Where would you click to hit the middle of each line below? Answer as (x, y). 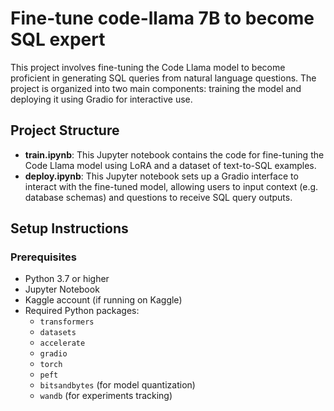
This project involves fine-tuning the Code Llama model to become (148, 67)
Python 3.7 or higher (67, 279)
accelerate (62, 343)
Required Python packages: (82, 311)
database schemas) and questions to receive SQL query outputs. (158, 197)
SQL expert (58, 39)
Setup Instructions (69, 228)
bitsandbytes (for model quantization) (117, 385)
